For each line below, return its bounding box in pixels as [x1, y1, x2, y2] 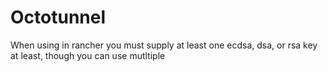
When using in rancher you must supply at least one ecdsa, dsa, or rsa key [10, 39, 318, 51]
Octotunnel [10, 6, 107, 29]
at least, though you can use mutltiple [10, 49, 166, 61]
